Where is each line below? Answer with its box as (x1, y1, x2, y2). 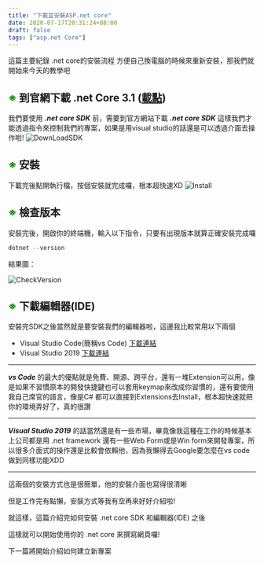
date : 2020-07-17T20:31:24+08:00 (8, 19, 118, 27)
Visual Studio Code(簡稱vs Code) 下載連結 (19, 339, 157, 348)
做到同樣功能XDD (8, 455, 64, 465)
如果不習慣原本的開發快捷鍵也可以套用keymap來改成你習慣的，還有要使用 (14, 382, 254, 392)
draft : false (8, 26, 51, 34)
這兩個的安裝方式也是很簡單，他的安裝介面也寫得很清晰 (8, 480, 187, 489)
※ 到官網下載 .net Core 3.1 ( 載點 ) (8, 91, 167, 105)
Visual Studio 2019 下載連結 (19, 348, 110, 358)
